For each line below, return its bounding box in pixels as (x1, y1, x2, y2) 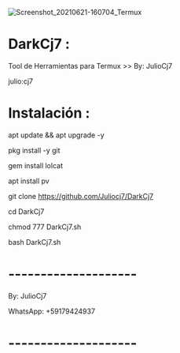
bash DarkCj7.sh (8, 237, 61, 246)
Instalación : (8, 104, 90, 122)
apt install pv (8, 176, 50, 186)
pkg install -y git (8, 145, 61, 155)
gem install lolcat (8, 160, 63, 170)
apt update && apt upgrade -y (8, 130, 105, 140)
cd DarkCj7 (8, 206, 45, 216)
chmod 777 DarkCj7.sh (8, 222, 82, 231)
